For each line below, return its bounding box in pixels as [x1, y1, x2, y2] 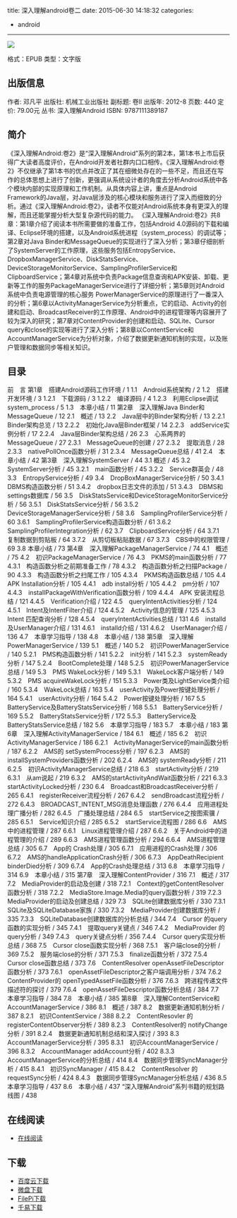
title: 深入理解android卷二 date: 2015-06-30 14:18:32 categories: [7, 6, 194, 14]
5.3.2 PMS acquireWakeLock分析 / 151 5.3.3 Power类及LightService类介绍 [7, 677, 230, 685]
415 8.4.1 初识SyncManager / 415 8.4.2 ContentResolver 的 [18, 1065, 198, 1073]
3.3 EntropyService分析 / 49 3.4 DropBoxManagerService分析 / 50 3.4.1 [7, 474, 224, 482]
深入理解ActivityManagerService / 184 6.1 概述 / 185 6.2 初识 [23, 730, 207, 738]
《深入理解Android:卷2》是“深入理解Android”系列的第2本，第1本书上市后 [7, 149, 219, 157]
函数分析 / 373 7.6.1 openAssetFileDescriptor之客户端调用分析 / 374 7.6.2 [7, 967, 222, 976]
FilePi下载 [17, 1195, 47, 1203]
